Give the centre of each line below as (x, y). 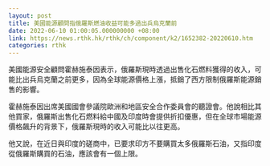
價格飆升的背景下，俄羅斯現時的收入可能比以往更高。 (96, 127)
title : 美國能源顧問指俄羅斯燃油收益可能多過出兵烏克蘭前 (93, 23)
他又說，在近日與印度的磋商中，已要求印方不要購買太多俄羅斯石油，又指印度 (135, 144)
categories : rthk (37, 46)
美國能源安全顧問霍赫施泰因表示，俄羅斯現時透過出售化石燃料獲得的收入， (131, 70)
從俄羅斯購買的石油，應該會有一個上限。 (75, 154)
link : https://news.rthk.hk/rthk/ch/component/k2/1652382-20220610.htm (131, 38)
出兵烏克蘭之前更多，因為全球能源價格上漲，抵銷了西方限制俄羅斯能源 (138, 79)
